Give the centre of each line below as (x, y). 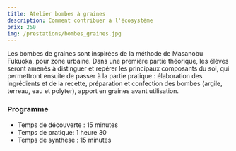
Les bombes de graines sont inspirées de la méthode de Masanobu (105, 54)
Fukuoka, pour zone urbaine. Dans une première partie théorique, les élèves (118, 61)
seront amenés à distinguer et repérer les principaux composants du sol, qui (118, 68)
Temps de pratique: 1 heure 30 (62, 132)
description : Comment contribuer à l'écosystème (80, 20)
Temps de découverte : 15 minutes (68, 125)
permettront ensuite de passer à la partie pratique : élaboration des (105, 76)
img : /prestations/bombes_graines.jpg (64, 34)
